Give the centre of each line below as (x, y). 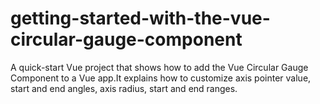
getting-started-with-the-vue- (140, 18)
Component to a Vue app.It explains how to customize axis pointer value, (161, 78)
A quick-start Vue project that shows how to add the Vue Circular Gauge (159, 67)
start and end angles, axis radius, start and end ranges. (124, 88)
